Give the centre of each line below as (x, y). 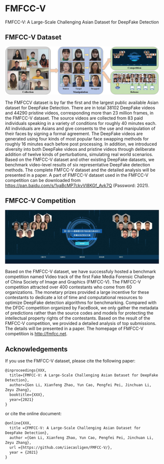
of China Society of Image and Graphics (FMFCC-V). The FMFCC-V (73, 282)
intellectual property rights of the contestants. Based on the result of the (78, 318)
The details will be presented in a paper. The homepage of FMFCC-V (74, 329)
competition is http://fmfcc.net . (36, 334)
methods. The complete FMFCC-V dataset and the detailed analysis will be (80, 170)
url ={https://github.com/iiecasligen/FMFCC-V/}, (61, 448)
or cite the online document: (33, 414)
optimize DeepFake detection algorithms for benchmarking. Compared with (81, 303)
